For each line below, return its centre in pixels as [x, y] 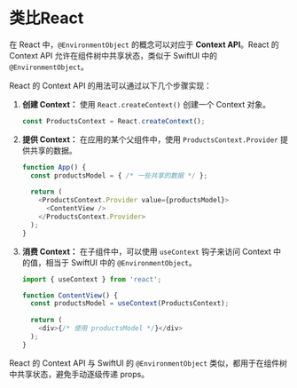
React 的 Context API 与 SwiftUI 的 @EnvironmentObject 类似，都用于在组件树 [148, 363]
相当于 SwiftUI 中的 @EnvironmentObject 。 [121, 262]
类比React [47, 18]
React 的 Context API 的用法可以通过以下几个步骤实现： [111, 85]
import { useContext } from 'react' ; [92, 279]
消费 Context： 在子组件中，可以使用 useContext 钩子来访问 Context [147, 251]
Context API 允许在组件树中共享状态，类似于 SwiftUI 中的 [113, 55]
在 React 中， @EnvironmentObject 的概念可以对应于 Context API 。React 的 [144, 44]
